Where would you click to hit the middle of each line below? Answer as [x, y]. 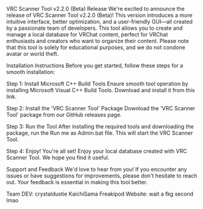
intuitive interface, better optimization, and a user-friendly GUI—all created [99, 22]
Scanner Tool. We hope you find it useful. [58, 158]
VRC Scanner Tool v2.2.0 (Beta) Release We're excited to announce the [95, 9]
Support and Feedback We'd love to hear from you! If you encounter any [97, 169]
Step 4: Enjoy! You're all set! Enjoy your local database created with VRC [97, 151]
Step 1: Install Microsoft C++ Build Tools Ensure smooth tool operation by [98, 84]
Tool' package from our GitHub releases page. [64, 115]
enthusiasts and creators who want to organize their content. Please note [98, 41]
